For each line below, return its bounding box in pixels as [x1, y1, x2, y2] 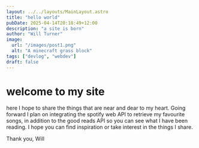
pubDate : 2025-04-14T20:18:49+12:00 [6, 20, 98, 26]
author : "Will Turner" [6, 31, 63, 37]
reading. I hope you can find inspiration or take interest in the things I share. [6, 123, 193, 131]
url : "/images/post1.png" [11, 43, 77, 49]
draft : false [6, 59, 39, 65]
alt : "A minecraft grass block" [11, 48, 93, 54]
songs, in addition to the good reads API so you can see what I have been [6, 117, 188, 125]
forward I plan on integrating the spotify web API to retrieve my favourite [6, 111, 185, 118]
